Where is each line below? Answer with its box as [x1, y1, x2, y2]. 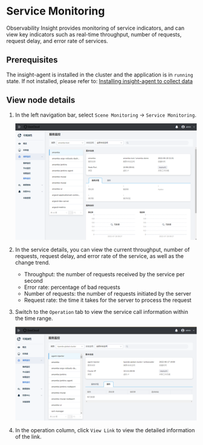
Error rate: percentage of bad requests [24, 284, 121, 291]
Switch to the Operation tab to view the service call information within [14, 308, 188, 316]
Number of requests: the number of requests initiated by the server [24, 290, 192, 297]
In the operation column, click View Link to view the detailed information [14, 426, 195, 433]
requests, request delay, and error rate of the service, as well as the [14, 253, 184, 260]
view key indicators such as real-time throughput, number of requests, [6, 30, 182, 38]
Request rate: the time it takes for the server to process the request [24, 296, 192, 304]
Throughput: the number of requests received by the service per [24, 271, 185, 278]
